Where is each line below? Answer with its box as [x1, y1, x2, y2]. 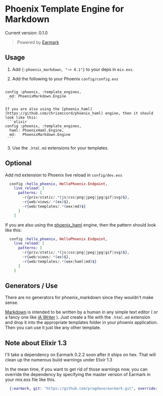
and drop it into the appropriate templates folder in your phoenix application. [5, 320, 158, 325]
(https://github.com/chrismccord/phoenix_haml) [5, 111, 104, 115]
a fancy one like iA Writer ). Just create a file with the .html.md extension [5, 314, 151, 320]
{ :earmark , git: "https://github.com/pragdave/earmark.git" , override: [9, 386, 158, 391]
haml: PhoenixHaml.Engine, [9, 128, 64, 132]
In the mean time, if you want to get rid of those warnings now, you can [5, 366, 148, 372]
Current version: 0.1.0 [5, 30, 48, 36]
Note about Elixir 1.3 [5, 339, 67, 347]
